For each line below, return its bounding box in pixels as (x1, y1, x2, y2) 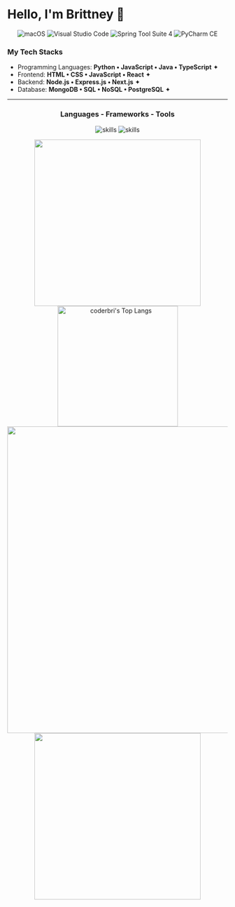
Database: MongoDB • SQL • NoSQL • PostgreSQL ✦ (17, 86, 171, 94)
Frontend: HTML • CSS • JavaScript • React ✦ (17, 70, 152, 79)
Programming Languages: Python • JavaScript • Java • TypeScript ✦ (17, 63, 219, 71)
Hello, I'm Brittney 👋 (7, 6, 124, 22)
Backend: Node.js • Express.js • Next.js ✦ (17, 78, 141, 86)
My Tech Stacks (7, 47, 63, 57)
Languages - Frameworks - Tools (60, 109, 175, 119)
